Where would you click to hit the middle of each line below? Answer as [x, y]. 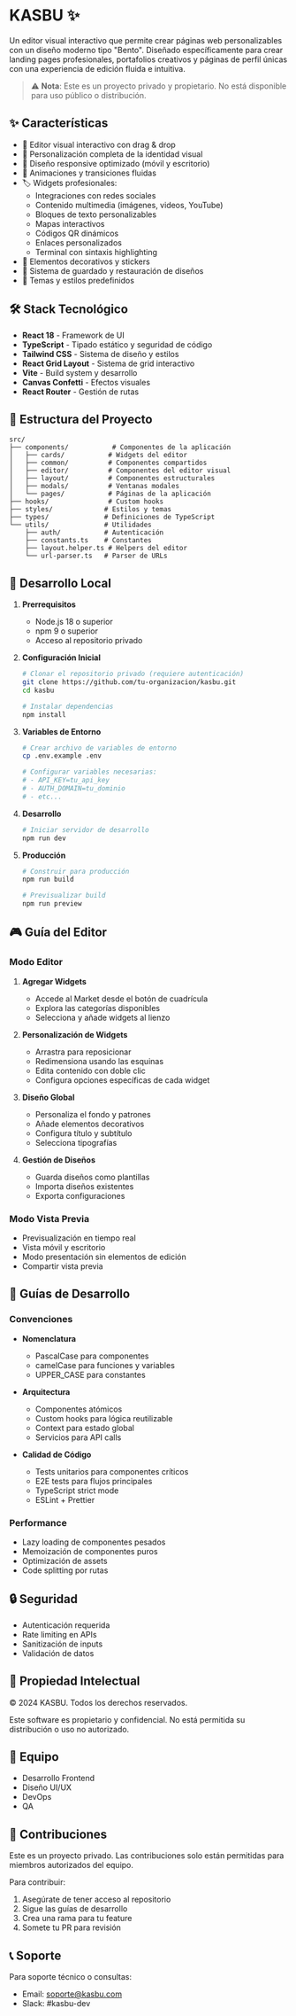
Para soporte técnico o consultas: [71, 1977]
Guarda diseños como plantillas [92, 1177]
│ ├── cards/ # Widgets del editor [99, 455]
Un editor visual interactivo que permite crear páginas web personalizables [146, 40]
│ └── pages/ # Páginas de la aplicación [110, 494]
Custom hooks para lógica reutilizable [104, 1418]
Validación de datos [58, 1653]
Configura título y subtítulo [83, 1133]
